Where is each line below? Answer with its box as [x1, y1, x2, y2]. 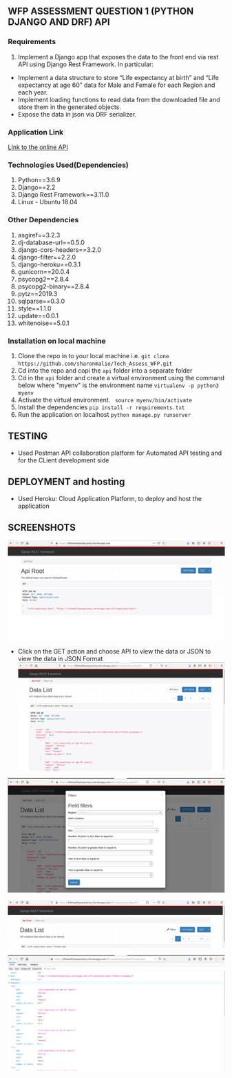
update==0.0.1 [17, 311, 59, 320]
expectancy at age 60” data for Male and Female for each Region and [17, 81, 215, 89]
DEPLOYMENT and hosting [8, 476, 125, 488]
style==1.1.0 [17, 304, 52, 313]
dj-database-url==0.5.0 [17, 238, 85, 246]
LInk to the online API [8, 143, 68, 151]
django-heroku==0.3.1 [17, 260, 81, 268]
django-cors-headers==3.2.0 [17, 245, 102, 254]
